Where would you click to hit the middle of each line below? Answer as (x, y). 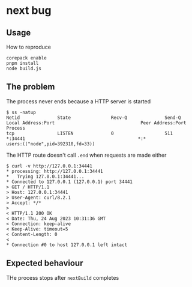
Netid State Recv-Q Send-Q (94, 118)
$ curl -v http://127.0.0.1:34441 (49, 166)
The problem (31, 87)
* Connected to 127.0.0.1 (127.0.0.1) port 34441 (70, 182)
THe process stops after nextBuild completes (63, 277)
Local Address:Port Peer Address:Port (96, 123)
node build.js (24, 68)
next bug (29, 11)
